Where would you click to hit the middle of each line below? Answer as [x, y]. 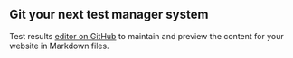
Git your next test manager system [109, 15]
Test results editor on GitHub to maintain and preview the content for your [146, 36]
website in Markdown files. [60, 46]
